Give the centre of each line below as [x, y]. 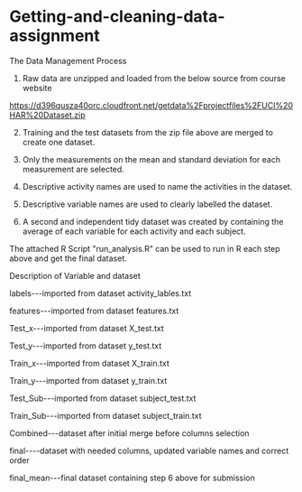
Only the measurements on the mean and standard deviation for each [151, 159]
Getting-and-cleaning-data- [117, 17]
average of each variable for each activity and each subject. [134, 231]
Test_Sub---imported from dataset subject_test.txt [103, 398]
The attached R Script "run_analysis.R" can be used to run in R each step [145, 248]
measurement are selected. [73, 169]
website [37, 88]
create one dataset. [59, 142]
